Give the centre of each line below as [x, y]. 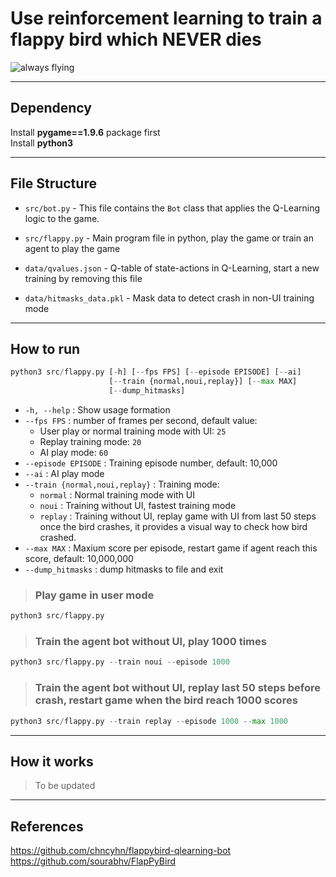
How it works [52, 761]
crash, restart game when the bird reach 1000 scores [166, 700]
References [47, 826]
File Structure [53, 183]
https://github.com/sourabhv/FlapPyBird [93, 861]
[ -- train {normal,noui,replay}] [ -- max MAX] [203, 382]
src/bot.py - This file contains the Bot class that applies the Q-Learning [172, 208]
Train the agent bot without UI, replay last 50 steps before [178, 688]
